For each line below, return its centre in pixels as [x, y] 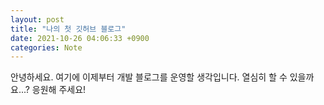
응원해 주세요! [59, 90]
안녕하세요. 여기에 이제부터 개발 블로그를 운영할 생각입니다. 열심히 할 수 [149, 77]
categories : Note [46, 47]
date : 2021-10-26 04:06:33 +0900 [80, 38]
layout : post [37, 19]
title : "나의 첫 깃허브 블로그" [68, 29]
